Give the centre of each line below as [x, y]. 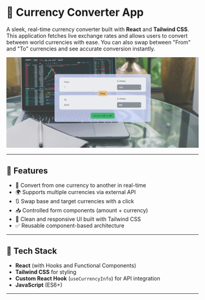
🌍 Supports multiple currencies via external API [75, 192]
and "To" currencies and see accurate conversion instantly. [81, 49]
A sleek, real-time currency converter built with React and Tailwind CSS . [98, 29]
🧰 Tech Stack [32, 251]
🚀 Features [27, 171]
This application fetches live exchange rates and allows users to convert [97, 35]
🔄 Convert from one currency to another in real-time [81, 186]
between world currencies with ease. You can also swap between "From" [99, 42]
